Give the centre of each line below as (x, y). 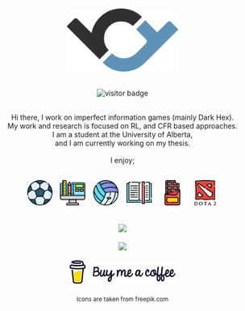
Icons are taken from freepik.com (122, 299)
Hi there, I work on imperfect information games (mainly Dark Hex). (122, 117)
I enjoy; (122, 160)
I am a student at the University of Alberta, (122, 134)
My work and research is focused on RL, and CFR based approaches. (122, 126)
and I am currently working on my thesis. (122, 143)
